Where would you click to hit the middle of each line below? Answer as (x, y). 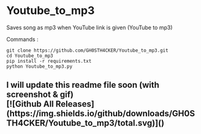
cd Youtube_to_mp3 (30, 55)
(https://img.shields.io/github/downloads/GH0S (100, 114)
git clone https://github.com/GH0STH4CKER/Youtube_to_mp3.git (87, 50)
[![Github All (30, 104)
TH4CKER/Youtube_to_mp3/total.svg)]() (85, 123)
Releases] (75, 104)
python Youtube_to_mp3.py (39, 66)
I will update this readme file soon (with (83, 85)
